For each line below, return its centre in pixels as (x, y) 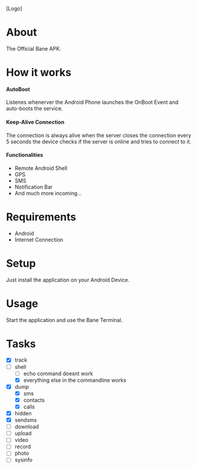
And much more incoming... (48, 193)
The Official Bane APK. (34, 48)
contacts (34, 400)
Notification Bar (34, 187)
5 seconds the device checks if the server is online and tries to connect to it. (99, 142)
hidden (23, 413)
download (27, 427)
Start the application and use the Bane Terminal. (64, 320)
